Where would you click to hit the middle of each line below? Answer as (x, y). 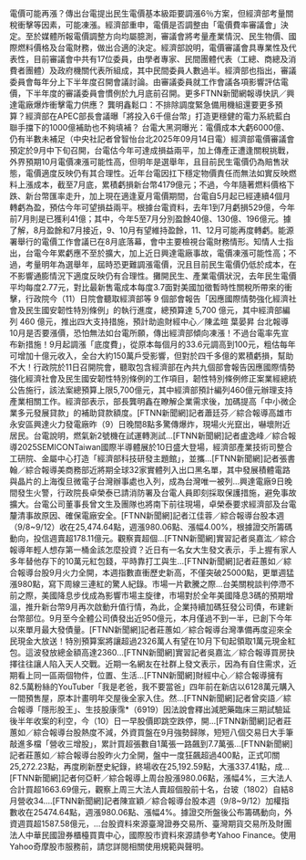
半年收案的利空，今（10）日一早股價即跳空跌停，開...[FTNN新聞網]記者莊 (154, 721)
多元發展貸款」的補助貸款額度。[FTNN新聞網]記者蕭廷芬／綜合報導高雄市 (155, 413)
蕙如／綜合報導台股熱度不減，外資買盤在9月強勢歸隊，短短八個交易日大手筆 (152, 732)
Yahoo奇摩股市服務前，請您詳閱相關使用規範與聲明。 (109, 846)
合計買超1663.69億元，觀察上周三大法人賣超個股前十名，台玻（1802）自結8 (152, 789)
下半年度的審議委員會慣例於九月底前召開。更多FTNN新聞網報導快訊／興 (160, 93)
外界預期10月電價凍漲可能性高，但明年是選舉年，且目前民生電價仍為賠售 (145, 162)
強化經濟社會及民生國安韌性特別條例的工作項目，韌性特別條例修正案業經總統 (153, 378)
